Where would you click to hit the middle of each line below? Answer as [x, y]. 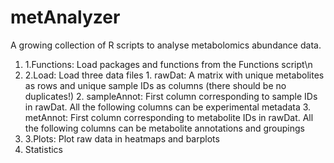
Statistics [44, 149]
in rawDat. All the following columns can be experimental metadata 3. [168, 107]
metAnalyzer [65, 17]
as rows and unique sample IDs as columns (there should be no [155, 85]
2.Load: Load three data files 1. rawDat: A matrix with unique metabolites [174, 75]
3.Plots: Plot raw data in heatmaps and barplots [122, 138]
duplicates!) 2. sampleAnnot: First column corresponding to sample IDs [171, 96]
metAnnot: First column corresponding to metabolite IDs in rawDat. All [169, 117]
